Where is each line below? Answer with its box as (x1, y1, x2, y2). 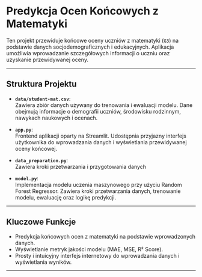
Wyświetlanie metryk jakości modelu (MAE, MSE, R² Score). (14, 245, 164, 253)
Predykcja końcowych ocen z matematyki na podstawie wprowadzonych (14, 233, 196, 240)
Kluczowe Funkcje (6, 217, 76, 227)
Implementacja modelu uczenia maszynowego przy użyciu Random (14, 181, 182, 188)
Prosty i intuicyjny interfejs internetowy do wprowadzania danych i (14, 252, 180, 259)
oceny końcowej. (14, 145, 58, 152)
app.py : (14, 126, 33, 133)
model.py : (14, 174, 39, 181)
